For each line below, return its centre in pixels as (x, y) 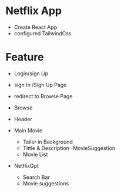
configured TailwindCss (43, 33)
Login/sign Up (31, 73)
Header (23, 119)
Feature (25, 57)
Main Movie (28, 130)
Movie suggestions (46, 183)
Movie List (35, 154)
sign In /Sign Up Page (40, 85)
